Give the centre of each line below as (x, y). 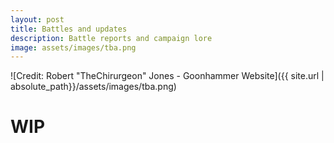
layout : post (37, 19)
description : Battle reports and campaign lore (111, 38)
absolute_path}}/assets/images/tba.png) (93, 87)
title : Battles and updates (69, 29)
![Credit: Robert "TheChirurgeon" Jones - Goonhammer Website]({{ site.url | (167, 76)
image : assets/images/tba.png (73, 47)
